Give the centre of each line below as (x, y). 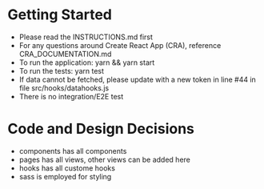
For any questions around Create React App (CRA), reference (120, 45)
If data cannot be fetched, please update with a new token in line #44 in (138, 79)
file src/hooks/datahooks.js (64, 88)
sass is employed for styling (65, 176)
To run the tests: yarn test (62, 70)
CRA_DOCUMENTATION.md (65, 54)
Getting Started (60, 15)
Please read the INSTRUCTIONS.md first (86, 37)
